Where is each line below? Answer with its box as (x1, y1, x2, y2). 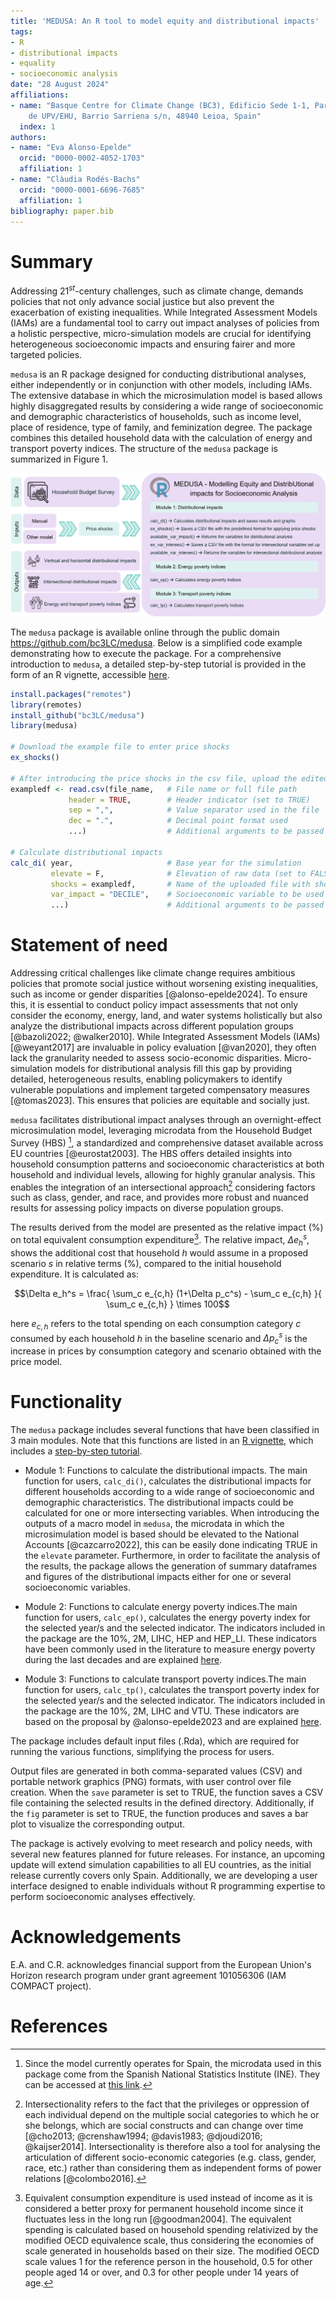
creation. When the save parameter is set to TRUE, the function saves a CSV (10, 1786, 324, 1799)
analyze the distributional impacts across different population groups (10, 1020, 294, 1032)
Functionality (10, 1391, 123, 1414)
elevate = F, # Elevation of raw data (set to (50, 868, 307, 879)
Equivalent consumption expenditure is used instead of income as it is (24, 2191, 313, 2204)
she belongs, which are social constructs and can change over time (24, 2119, 304, 2131)
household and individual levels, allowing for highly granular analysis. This (10, 1168, 316, 1180)
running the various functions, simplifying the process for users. (10, 1746, 275, 1758)
